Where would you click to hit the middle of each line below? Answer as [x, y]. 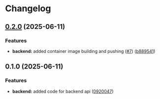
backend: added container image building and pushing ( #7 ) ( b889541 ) [84, 51]
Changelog [28, 9]
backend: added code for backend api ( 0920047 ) [63, 91]
